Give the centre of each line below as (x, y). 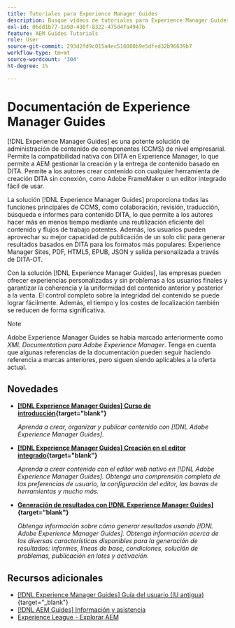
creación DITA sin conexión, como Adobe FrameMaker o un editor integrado (117, 178)
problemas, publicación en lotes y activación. (83, 556)
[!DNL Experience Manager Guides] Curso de (84, 406)
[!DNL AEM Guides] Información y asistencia (81, 610)
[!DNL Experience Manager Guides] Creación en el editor (101, 448)
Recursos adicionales (55, 578)
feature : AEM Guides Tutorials (53, 33)
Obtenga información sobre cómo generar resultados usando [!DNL (115, 526)
